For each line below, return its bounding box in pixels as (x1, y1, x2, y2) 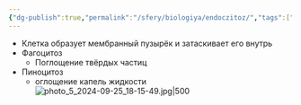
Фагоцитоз (21, 47, 63, 58)
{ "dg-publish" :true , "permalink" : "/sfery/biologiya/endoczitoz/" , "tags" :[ (8, 13, 291, 22)
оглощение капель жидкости (34, 75, 147, 86)
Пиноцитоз (21, 66, 64, 77)
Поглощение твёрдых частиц (34, 57, 147, 67)
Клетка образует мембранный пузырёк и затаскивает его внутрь (21, 38, 273, 48)
